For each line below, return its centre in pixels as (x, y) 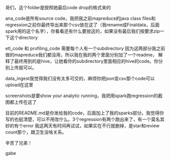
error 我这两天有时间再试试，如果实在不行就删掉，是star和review (91, 126)
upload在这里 (19, 85)
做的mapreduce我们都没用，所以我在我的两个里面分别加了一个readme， (81, 55)
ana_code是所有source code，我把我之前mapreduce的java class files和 (80, 18)
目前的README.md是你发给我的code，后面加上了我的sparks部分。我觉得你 (85, 113)
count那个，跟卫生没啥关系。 (36, 132)
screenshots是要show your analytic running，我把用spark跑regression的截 (84, 96)
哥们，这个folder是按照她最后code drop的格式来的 (58, 7)
